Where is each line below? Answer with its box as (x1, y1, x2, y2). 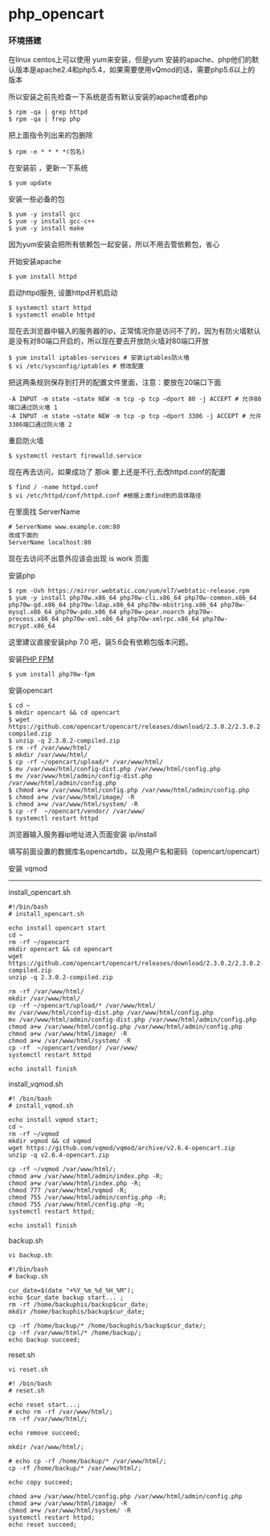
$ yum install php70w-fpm (8, 670, 95, 679)
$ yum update (8, 179, 52, 188)
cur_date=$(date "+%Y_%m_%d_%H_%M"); (8, 1286, 135, 1295)
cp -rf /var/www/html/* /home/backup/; (8, 1329, 142, 1337)
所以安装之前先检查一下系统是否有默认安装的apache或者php (8, 92, 208, 101)
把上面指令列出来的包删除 (8, 130, 93, 140)
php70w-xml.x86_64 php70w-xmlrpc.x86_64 (62, 615, 199, 623)
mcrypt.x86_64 (8, 622, 56, 631)
